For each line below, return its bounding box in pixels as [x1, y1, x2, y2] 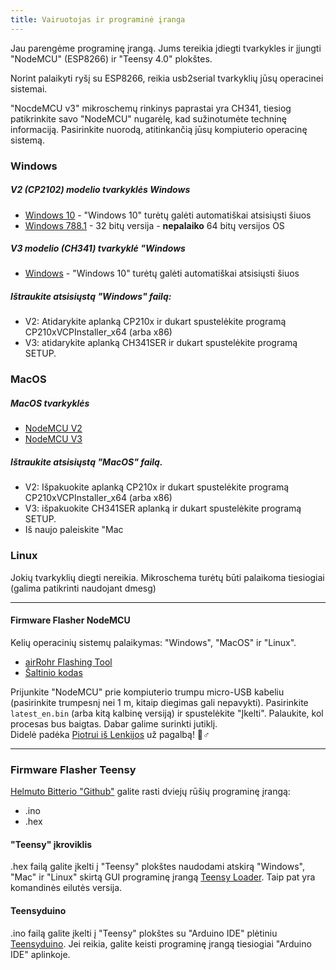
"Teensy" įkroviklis [10, 838, 93, 850]
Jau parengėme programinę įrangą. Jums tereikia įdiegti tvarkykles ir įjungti [10, 42, 322, 54]
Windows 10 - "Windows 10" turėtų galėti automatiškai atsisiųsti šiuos [24, 209, 312, 221]
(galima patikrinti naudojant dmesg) [10, 582, 157, 594]
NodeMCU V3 [24, 433, 83, 445]
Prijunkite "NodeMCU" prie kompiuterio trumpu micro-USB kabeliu [10, 686, 285, 698]
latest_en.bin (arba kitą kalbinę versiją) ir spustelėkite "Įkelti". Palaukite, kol [10, 707, 324, 719]
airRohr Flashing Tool [24, 656, 113, 668]
